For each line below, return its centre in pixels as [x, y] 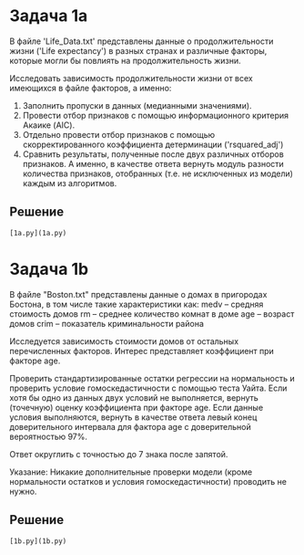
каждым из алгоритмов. [70, 183]
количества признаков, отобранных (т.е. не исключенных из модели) [158, 173]
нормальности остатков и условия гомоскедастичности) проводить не [148, 481]
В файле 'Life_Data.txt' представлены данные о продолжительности [142, 41]
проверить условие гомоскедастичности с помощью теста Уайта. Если [148, 388]
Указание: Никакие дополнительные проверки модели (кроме [131, 472]
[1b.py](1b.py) [38, 541]
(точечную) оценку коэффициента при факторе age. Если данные [137, 407]
